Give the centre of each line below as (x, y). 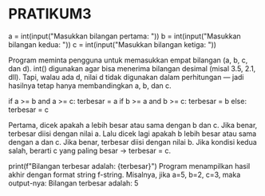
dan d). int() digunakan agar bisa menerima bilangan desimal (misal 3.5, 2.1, (132, 68)
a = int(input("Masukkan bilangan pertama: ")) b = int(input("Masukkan (125, 36)
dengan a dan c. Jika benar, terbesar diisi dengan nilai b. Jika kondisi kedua (132, 142)
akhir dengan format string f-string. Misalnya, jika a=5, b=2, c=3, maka (125, 174)
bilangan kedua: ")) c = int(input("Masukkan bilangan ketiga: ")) (113, 44)
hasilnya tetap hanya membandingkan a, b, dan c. (90, 86)
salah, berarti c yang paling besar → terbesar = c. (90, 150)
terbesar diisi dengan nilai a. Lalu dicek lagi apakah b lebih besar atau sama (132, 134)
